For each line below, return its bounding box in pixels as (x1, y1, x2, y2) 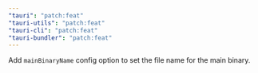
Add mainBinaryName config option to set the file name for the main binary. (8, 56, 251, 65)
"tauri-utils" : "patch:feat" (8, 19, 105, 27)
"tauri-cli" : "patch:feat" (8, 26, 98, 34)
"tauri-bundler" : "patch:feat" (8, 33, 113, 42)
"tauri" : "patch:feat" (8, 11, 84, 20)
